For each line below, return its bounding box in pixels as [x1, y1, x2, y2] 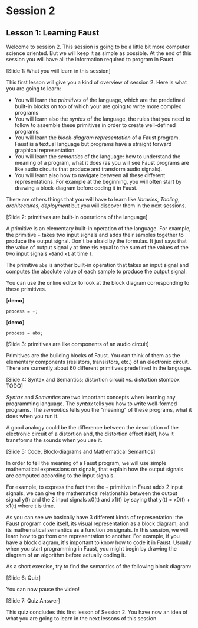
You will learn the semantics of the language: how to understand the [14, 153, 181, 160]
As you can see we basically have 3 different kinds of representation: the [6, 514, 183, 520]
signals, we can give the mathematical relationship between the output [6, 490, 178, 497]
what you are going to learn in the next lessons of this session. [6, 615, 158, 622]
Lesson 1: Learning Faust [6, 28, 100, 38]
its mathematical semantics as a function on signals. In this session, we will [6, 526, 189, 533]
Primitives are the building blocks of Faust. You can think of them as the [6, 352, 181, 359]
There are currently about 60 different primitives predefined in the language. [6, 365, 192, 372]
